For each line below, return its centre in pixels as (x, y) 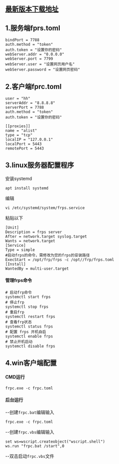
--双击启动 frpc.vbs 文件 (30, 456)
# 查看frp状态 (18, 322)
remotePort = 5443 (25, 149)
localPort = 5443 (24, 144)
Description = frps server (34, 232)
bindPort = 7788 (22, 40)
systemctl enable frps (29, 337)
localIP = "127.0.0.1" (29, 140)
